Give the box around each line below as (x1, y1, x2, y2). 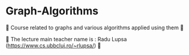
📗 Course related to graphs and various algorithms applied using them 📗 (5, 24, 184, 31)
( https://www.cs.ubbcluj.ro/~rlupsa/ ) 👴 (5, 42, 101, 49)
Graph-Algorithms (5, 4, 98, 18)
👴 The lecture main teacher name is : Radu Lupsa (5, 35, 127, 42)
